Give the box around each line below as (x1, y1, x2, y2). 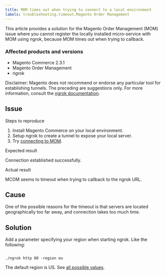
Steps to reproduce (5, 117, 45, 124)
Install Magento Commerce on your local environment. (12, 127, 123, 133)
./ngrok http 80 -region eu (5, 256, 63, 261)
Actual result (5, 166, 31, 172)
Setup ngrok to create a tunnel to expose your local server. (12, 132, 132, 139)
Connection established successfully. (5, 157, 82, 163)
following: (5, 242, 25, 248)
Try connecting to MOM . (12, 138, 63, 144)
